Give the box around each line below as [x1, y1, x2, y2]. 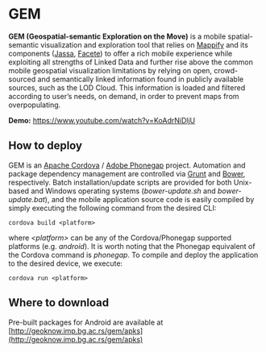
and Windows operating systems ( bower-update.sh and [31, 186, 216, 196]
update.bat [8, 194, 46, 204]
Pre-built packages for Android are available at [8, 317, 164, 327]
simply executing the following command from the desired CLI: [8, 203, 217, 213]
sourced [8, 74, 36, 84]
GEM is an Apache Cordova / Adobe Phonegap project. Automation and [8, 160, 246, 170]
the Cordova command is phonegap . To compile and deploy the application [8, 250, 259, 259]
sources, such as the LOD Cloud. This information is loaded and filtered [8, 82, 246, 93]
